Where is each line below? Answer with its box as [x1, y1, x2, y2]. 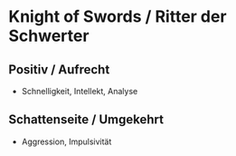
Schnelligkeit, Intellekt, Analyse [21, 86, 138, 96]
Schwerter [8, 25, 90, 46]
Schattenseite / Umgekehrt [8, 112, 165, 128]
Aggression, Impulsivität [21, 136, 112, 147]
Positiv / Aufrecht [8, 62, 110, 77]
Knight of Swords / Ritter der [8, 6, 227, 27]
